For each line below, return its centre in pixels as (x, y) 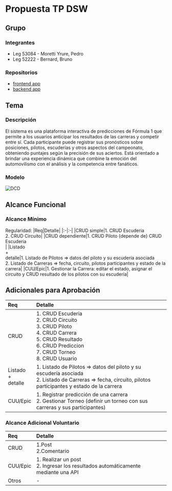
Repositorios (21, 72)
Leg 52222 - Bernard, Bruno (42, 59)
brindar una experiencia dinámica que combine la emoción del (71, 158)
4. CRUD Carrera (56, 333)
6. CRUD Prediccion (60, 345)
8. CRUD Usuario (57, 358)
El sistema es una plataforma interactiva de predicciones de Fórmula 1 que (84, 131)
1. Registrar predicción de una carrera (82, 394)
